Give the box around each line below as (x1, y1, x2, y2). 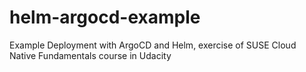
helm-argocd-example (9, 6, 201, 29)
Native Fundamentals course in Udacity (9, 49, 172, 61)
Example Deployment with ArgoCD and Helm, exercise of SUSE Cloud (9, 39, 297, 51)
